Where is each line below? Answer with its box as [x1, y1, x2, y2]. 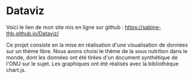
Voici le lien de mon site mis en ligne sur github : [6, 24, 124, 31]
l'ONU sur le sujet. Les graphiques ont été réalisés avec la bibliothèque [6, 60, 179, 67]
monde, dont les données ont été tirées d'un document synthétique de [6, 54, 178, 61]
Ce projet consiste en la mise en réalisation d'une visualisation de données [6, 41, 188, 48]
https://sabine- [125, 24, 161, 31]
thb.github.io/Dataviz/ [6, 29, 59, 37]
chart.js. [6, 66, 27, 73]
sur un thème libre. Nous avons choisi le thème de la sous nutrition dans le [6, 47, 188, 54]
